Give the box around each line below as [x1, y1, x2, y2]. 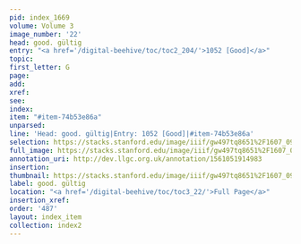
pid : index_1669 [9, 13, 70, 22]
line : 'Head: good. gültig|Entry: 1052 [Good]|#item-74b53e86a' [9, 130, 254, 139]
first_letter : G [9, 63, 70, 72]
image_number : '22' [9, 29, 82, 38]
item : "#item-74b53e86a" [9, 113, 102, 122]
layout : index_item [9, 212, 82, 222]
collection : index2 [9, 221, 82, 230]
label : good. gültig [9, 180, 87, 189]
